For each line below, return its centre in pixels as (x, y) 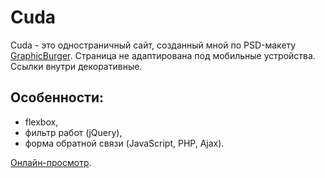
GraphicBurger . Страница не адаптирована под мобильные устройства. (163, 55)
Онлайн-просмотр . (51, 162)
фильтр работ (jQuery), (73, 132)
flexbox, (41, 122)
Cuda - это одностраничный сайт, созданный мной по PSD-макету (153, 45)
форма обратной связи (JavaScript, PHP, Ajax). (124, 143)
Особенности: (57, 97)
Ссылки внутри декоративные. (76, 66)
